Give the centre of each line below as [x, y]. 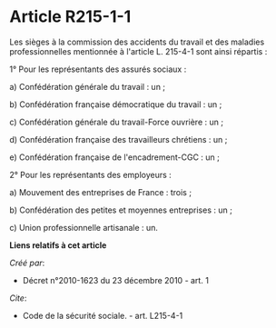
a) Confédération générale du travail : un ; [88, 86]
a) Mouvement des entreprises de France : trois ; [101, 192]
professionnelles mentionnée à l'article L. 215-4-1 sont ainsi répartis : [138, 51]
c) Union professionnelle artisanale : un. [84, 227]
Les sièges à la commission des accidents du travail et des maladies [137, 42]
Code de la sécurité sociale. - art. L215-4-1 [103, 315]
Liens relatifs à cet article [58, 245]
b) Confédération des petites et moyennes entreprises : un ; [121, 210]
